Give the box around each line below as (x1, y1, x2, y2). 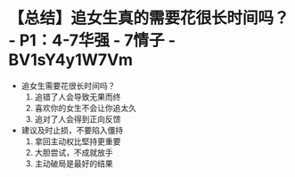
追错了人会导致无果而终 (34, 91, 121, 102)
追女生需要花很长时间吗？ (20, 80, 116, 91)
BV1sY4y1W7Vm (8, 50, 134, 70)
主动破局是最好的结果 (34, 157, 113, 169)
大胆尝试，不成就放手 (34, 147, 113, 157)
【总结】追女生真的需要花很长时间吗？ (8, 8, 291, 28)
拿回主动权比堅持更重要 (34, 135, 121, 147)
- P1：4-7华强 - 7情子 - (8, 30, 176, 51)
